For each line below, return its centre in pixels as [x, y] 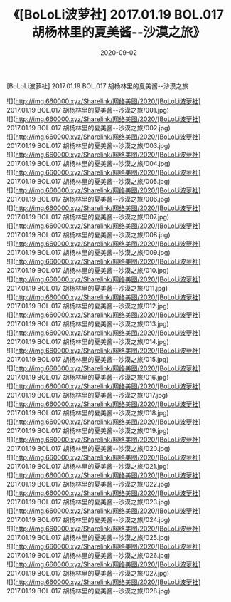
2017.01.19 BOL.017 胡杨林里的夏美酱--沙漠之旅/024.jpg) [88, 519]
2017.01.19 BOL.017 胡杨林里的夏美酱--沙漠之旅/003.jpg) [89, 145]
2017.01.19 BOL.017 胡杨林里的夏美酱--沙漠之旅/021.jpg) [88, 466]
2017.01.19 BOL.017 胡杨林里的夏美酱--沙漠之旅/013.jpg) [88, 323]
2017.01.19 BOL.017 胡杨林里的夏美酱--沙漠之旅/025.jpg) [88, 537]
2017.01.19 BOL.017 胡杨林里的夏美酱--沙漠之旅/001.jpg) [88, 110]
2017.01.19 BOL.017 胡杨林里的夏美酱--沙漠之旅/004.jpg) [89, 163]
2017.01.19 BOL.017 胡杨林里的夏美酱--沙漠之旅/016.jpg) [88, 377]
